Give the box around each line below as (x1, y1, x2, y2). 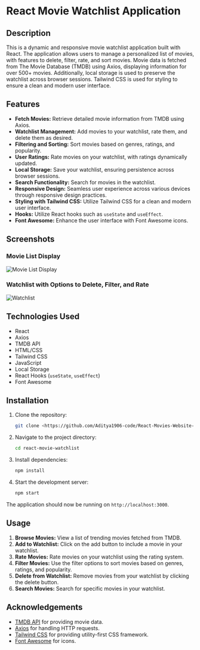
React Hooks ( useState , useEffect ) (14, 372, 100, 379)
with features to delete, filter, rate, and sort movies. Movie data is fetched (6, 57, 187, 63)
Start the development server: (14, 478, 89, 486)
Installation (6, 396, 49, 405)
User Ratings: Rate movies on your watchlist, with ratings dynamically (14, 153, 187, 160)
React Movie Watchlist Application (6, 4, 181, 18)
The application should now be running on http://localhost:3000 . (6, 501, 169, 508)
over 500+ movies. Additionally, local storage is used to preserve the (6, 69, 176, 76)
